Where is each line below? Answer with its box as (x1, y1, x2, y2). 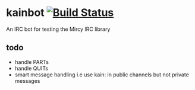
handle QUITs (14, 65, 49, 72)
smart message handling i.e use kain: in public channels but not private (14, 71, 189, 78)
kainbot (6, 6, 45, 20)
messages (14, 77, 40, 84)
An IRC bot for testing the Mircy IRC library (6, 25, 111, 33)
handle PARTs (14, 58, 49, 65)
